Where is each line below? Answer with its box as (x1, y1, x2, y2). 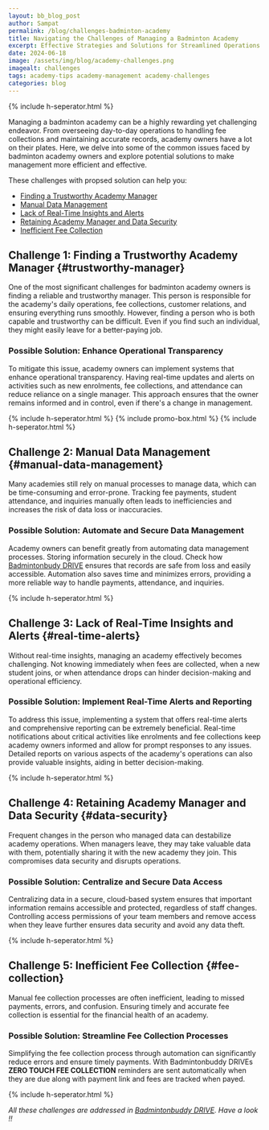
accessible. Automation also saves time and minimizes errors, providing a (8, 569, 251, 578)
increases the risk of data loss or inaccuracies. (8, 505, 163, 515)
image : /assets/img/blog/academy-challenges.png (8, 57, 174, 65)
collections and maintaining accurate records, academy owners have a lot (8, 134, 253, 143)
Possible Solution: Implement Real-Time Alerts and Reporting (8, 696, 253, 707)
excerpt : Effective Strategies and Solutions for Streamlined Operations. (8, 42, 264, 50)
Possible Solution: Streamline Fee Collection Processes (8, 1030, 229, 1041)
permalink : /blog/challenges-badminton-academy (8, 27, 171, 35)
